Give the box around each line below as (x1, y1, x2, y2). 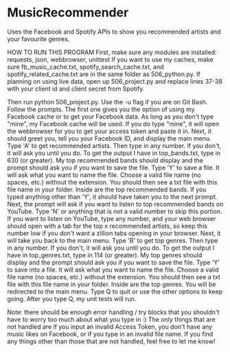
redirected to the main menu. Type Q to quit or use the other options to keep (7, 287, 223, 296)
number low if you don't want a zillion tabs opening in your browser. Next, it (7, 228, 221, 237)
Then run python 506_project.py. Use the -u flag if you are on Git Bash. (7, 97, 208, 106)
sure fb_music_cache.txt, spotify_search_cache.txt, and (7, 62, 164, 71)
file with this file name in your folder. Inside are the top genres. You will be (7, 280, 216, 288)
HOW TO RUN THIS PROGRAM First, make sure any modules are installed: (7, 48, 217, 56)
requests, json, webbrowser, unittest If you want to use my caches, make (7, 55, 214, 63)
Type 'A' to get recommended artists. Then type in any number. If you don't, (7, 141, 222, 150)
